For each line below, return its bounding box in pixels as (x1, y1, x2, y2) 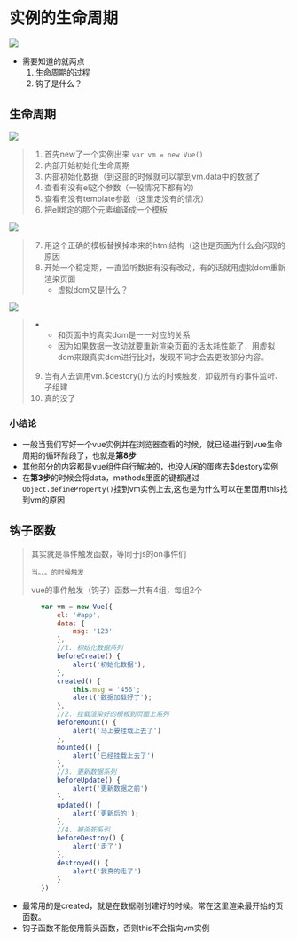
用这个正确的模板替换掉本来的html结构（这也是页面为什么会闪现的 (43, 239, 286, 250)
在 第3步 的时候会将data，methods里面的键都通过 (21, 472, 200, 483)
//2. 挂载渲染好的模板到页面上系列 (56, 710, 170, 719)
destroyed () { (56, 858, 109, 867)
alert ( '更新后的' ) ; (72, 808, 139, 818)
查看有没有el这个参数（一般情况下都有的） (43, 181, 199, 192)
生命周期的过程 (35, 67, 90, 77)
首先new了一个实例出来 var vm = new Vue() (43, 149, 204, 159)
